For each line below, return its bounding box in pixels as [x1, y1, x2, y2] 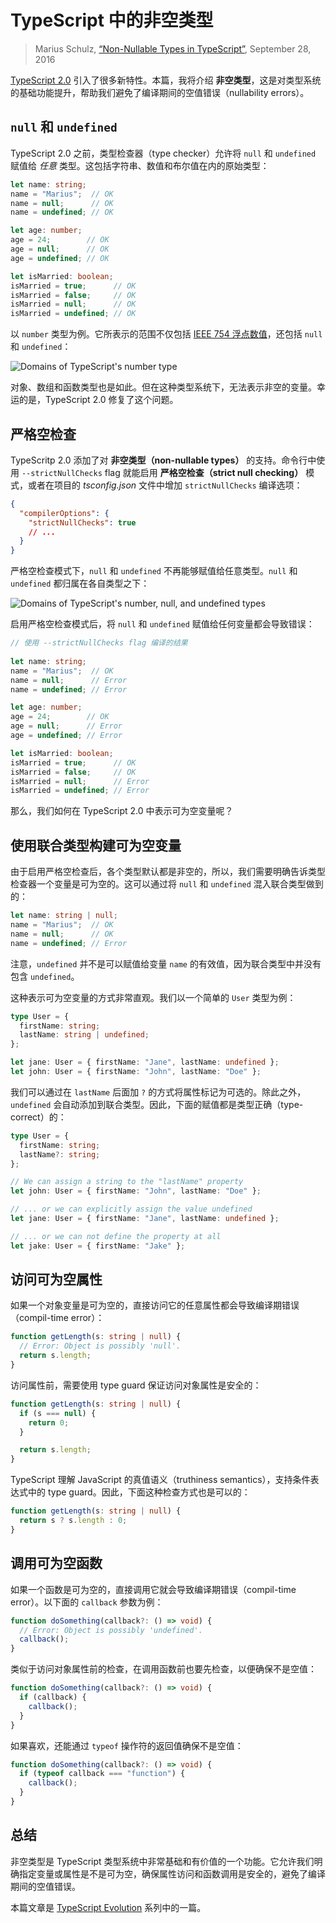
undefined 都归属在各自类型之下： [10, 577, 150, 590]
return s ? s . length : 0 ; [19, 1516, 128, 1526]
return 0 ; [28, 1417, 70, 1428]
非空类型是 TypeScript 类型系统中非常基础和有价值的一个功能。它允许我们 [10, 1855, 315, 1867]
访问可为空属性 [10, 1271, 103, 1288]
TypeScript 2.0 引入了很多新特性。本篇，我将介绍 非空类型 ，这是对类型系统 [10, 74, 322, 86]
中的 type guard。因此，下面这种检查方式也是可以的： [27, 1486, 251, 1498]
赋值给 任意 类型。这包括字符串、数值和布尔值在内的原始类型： [10, 159, 270, 171]
